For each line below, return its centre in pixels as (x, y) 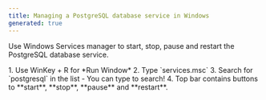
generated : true (35, 23)
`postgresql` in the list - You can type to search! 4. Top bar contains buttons (133, 78)
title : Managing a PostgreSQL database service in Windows (109, 16)
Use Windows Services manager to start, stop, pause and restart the (121, 46)
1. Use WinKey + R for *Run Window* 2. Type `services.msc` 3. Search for (131, 70)
